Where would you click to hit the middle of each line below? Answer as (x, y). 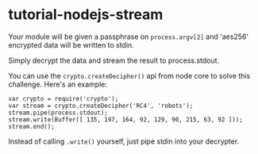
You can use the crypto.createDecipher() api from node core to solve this (129, 75)
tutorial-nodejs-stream (86, 15)
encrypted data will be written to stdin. (71, 44)
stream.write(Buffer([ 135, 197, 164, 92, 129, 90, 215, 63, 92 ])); (126, 119)
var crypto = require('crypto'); (64, 98)
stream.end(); (32, 126)
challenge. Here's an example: (58, 84)
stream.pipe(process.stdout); (58, 113)
